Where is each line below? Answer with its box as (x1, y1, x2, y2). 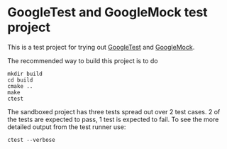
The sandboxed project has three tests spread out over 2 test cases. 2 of (7, 107, 221, 116)
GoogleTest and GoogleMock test (7, 4, 208, 21)
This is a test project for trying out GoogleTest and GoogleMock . (7, 43, 195, 51)
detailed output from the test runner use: (7, 122, 126, 131)
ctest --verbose (7, 136, 55, 143)
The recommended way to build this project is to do (7, 56, 158, 65)
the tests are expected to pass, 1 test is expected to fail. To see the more (7, 115, 219, 123)
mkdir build (7, 70, 43, 77)
